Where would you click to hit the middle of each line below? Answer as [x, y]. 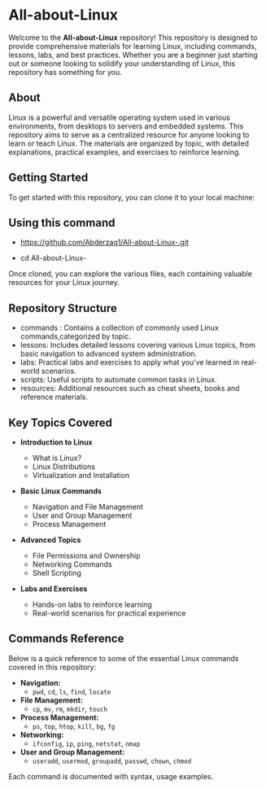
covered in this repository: [52, 667]
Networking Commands [72, 564]
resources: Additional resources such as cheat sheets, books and [130, 388]
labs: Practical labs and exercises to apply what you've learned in [130, 362]
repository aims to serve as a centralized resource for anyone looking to [129, 134]
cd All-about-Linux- [53, 258]
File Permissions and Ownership [86, 556]
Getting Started [48, 178]
